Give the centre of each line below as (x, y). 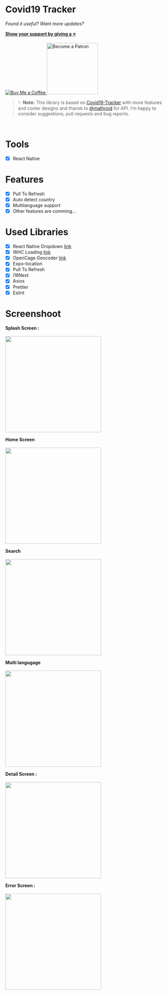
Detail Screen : (21, 774)
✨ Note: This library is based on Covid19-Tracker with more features (90, 102)
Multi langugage (23, 662)
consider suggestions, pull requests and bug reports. (74, 113)
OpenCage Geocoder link (39, 258)
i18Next (21, 275)
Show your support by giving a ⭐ (41, 34)
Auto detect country (34, 199)
